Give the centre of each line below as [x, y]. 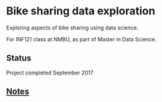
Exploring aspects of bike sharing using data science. [72, 28]
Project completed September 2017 [50, 73]
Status [19, 58]
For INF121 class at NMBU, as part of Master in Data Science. [82, 39]
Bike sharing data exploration [81, 11]
